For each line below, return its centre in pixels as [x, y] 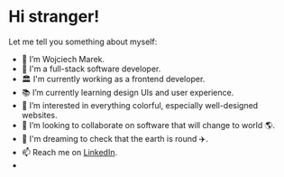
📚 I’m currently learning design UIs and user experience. [128, 92]
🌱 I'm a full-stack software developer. [91, 69]
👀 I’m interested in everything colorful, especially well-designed [140, 105]
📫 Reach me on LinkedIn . [69, 152]
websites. [39, 115]
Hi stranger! [54, 17]
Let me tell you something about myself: [83, 42]
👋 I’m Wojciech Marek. [63, 59]
